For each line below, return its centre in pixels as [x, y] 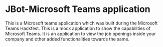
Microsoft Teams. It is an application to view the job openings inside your [81, 33]
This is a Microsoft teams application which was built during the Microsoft [81, 23]
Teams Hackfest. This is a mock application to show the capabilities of [78, 28]
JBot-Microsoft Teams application [78, 9]
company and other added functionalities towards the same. [67, 39]
